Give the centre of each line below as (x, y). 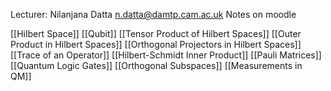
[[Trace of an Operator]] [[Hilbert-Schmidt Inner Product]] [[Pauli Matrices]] (166, 55)
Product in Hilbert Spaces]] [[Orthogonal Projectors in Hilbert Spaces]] (156, 44)
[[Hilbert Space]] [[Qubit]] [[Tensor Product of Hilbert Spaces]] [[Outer (156, 33)
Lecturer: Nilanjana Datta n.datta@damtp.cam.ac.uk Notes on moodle (153, 14)
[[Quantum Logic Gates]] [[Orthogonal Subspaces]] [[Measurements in (156, 65)
